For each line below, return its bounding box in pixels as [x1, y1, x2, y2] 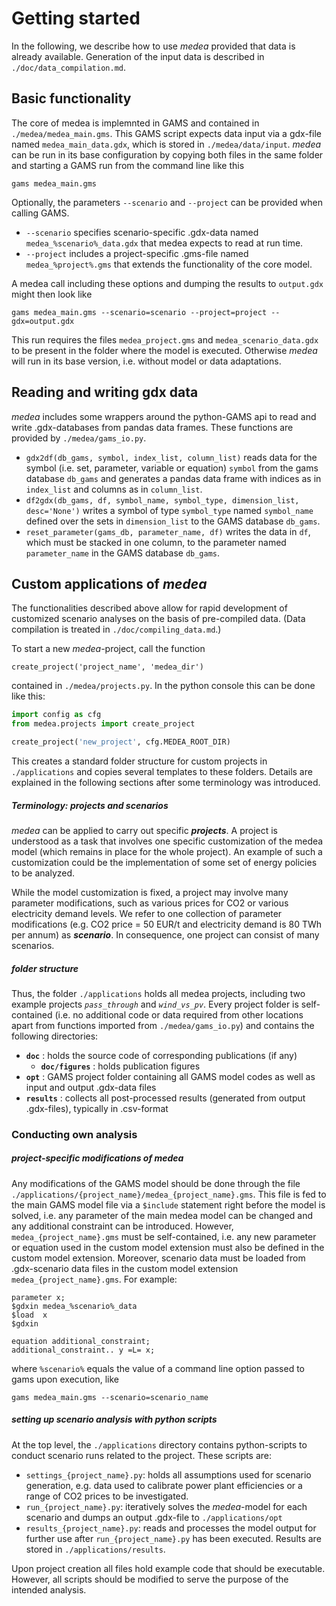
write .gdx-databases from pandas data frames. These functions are [11, 421, 294, 433]
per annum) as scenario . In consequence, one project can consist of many [11, 928, 320, 941]
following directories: [11, 1030, 99, 1042]
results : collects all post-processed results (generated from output [25, 1092, 306, 1104]
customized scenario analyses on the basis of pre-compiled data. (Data [11, 613, 306, 625]
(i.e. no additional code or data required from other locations [54, 1008, 304, 1021]
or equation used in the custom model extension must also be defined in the [11, 1241, 325, 1253]
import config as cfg [11, 710, 102, 720]
